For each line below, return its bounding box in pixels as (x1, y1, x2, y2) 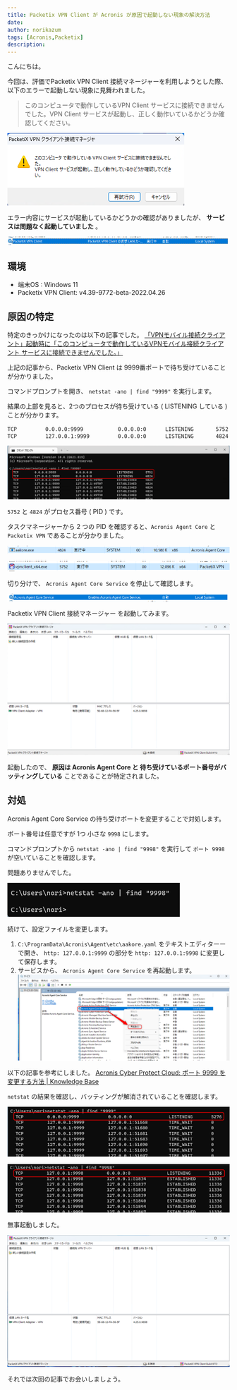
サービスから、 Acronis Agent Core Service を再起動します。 (17, 966, 196, 975)
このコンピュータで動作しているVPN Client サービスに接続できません (24, 101, 225, 109)
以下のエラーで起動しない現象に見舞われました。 (7, 86, 150, 95)
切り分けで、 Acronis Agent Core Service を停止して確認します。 (7, 579, 197, 587)
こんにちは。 (7, 62, 44, 71)
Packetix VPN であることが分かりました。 (7, 531, 128, 539)
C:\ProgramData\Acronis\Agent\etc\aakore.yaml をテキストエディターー (17, 939, 226, 948)
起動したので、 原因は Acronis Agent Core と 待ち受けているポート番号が (7, 763, 221, 772)
